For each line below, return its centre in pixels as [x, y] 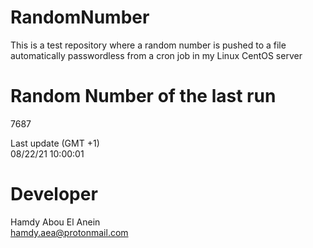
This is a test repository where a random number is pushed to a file [148, 45]
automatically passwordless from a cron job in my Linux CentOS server [156, 55]
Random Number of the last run [143, 96]
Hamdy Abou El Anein [55, 222]
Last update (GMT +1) [55, 143]
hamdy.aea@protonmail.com [69, 232]
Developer [54, 194]
